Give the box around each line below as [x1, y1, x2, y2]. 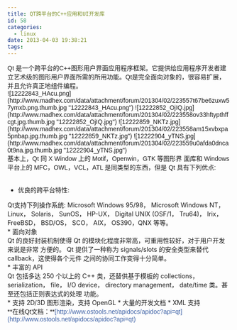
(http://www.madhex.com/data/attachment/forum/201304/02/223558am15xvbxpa [7, 125, 228, 133]
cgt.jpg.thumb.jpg [7, 118, 55, 126]
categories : [7, 23, 43, 31]
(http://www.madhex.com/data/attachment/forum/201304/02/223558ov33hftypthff [7, 111, 228, 119]
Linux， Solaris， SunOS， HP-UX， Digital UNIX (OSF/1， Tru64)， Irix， [7, 210, 223, 218]
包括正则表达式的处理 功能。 [19, 290, 103, 298]
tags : [7, 43, 23, 50]
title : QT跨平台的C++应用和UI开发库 [7, 10, 105, 18]
